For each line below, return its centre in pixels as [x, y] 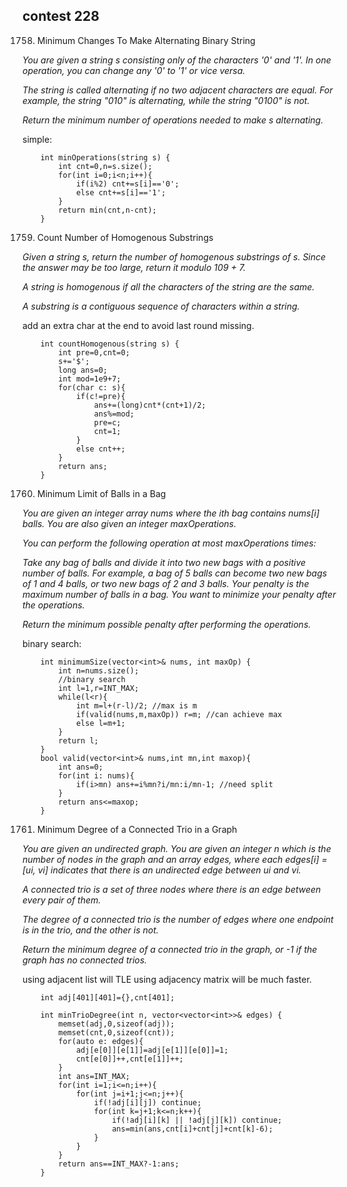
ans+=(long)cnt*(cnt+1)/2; [150, 405]
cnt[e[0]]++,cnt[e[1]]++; [129, 1059]
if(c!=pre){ [100, 396]
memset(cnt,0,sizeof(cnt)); [116, 1032]
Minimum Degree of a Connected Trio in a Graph [137, 829]
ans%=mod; [114, 414]
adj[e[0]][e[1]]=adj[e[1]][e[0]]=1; [152, 1050]
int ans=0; [81, 767]
